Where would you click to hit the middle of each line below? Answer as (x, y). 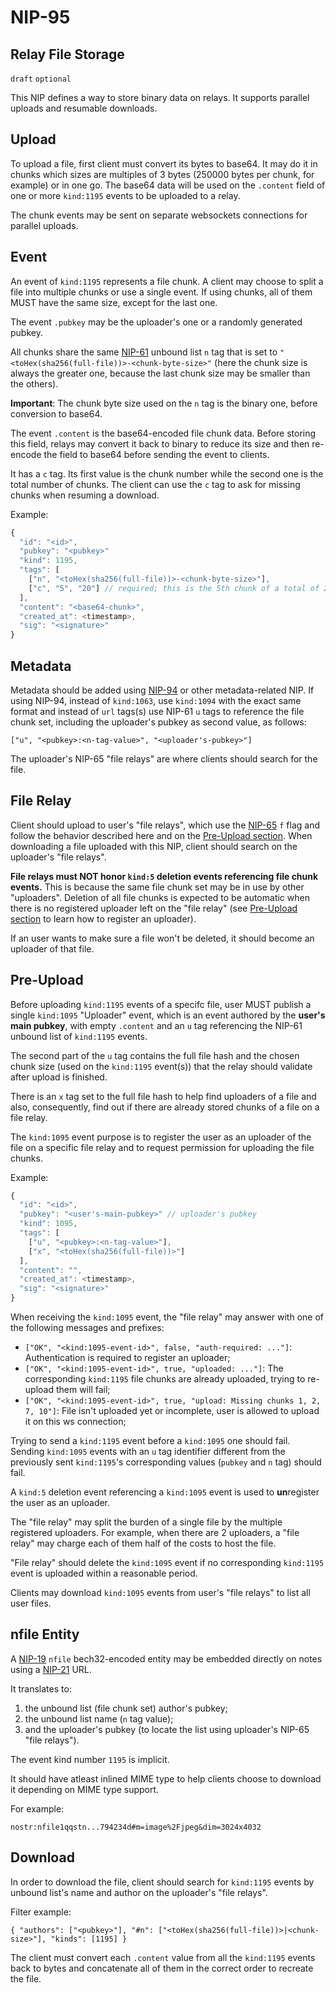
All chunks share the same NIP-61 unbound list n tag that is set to (144, 352)
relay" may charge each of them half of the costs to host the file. (143, 1543)
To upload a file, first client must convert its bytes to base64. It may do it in (164, 163)
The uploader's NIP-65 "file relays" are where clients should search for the (164, 758)
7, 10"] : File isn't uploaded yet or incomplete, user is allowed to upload (172, 1411)
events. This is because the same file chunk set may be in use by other (157, 887)
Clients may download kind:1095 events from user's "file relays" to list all (160, 1593)
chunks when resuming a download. (85, 495)
